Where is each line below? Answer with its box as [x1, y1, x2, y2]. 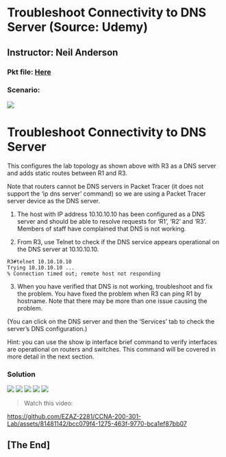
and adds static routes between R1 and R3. [7, 169, 128, 177]
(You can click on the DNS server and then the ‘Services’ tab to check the [7, 317, 215, 326]
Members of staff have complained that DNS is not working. [16, 224, 186, 233]
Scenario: [7, 86, 40, 95]
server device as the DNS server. [7, 196, 101, 205]
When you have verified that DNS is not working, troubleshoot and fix [16, 282, 213, 290]
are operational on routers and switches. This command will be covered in [7, 345, 216, 353]
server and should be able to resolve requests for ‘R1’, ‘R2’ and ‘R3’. [16, 217, 207, 225]
